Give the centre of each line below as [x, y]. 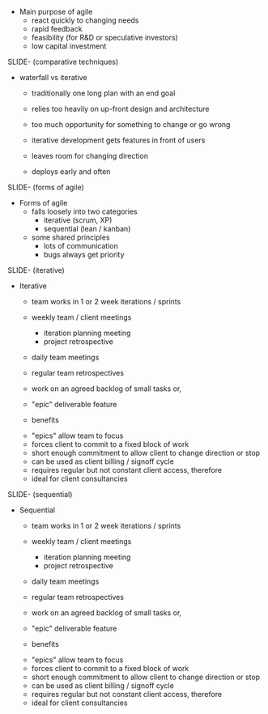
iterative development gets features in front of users [118, 140]
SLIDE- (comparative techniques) [63, 62]
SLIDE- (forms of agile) [46, 187]
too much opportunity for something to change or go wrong [131, 124]
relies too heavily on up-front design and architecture [120, 109]
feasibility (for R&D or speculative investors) [105, 37]
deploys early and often [71, 172]
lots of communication [81, 246]
